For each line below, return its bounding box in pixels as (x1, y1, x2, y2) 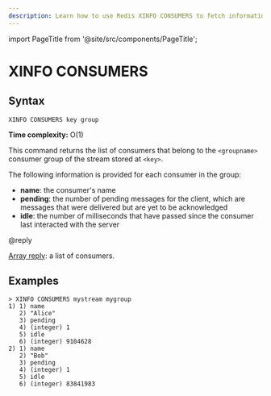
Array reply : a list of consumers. (8, 251, 115, 261)
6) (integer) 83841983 (19, 380, 95, 388)
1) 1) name (8, 302, 45, 311)
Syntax (8, 94, 45, 108)
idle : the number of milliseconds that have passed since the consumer (19, 211, 254, 220)
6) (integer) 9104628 (19, 338, 92, 346)
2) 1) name (8, 344, 45, 353)
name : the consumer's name (19, 185, 116, 194)
